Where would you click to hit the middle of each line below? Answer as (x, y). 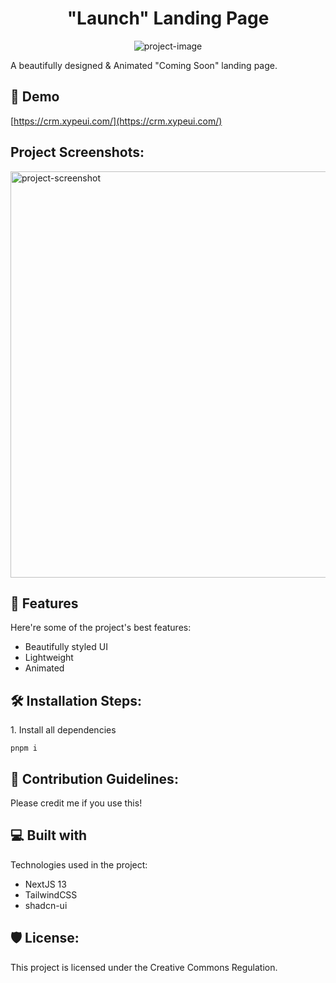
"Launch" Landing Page (168, 18)
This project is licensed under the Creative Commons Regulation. (144, 967)
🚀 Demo (35, 97)
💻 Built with (49, 835)
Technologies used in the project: (79, 864)
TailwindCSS (51, 894)
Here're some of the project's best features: (101, 628)
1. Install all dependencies (63, 730)
